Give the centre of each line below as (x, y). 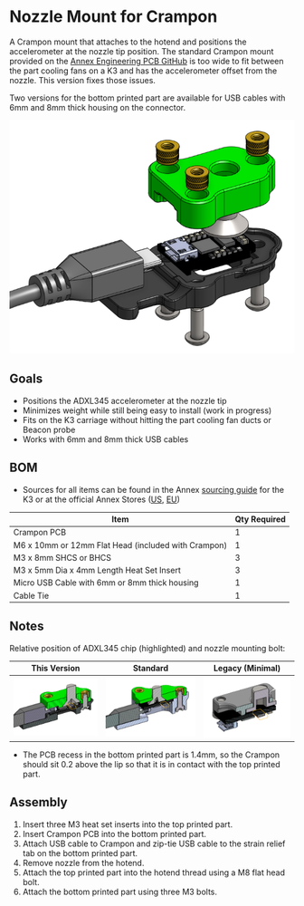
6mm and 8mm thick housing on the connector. (98, 107)
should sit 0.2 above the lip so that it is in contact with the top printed (151, 764)
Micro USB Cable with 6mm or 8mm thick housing (106, 583)
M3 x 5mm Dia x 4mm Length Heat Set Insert (97, 570)
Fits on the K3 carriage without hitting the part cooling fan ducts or (147, 419)
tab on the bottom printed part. (80, 853)
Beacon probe (49, 429)
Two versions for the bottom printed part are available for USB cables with (147, 98)
